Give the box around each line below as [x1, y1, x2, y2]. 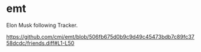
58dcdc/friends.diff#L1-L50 [6, 39, 75, 47]
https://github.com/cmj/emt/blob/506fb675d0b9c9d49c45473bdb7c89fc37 [6, 33, 194, 40]
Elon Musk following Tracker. [6, 22, 78, 29]
